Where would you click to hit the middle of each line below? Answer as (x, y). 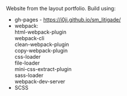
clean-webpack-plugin (42, 44)
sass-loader (29, 75)
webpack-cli (29, 38)
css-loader (27, 57)
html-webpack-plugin (40, 32)
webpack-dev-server (40, 81)
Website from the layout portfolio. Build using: (61, 8)
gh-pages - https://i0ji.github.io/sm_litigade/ (68, 19)
